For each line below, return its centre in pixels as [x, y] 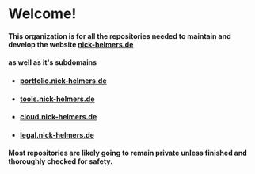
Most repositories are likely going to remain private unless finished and [127, 153]
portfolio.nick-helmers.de [63, 81]
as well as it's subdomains [53, 62]
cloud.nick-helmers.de [58, 117]
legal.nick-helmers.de [57, 134]
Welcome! [42, 14]
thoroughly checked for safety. [61, 161]
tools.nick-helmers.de [57, 99]
